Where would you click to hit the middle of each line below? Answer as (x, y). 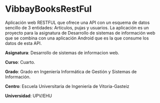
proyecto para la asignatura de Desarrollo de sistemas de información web (80, 33)
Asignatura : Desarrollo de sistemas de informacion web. (62, 53)
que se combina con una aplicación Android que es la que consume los (77, 38)
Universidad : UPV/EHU (29, 96)
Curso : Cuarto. (20, 62)
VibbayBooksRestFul (48, 9)
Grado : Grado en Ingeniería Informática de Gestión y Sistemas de (71, 71)
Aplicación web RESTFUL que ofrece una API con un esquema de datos (78, 22)
